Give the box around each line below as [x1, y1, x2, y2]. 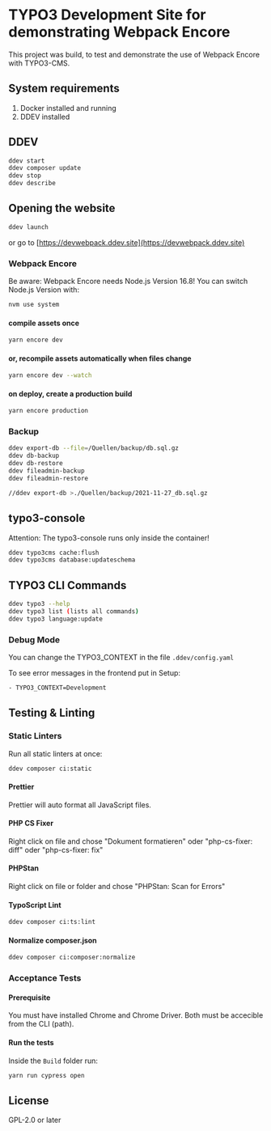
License [8, 1094, 49, 1108]
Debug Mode [8, 633, 61, 645]
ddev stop [8, 172, 42, 180]
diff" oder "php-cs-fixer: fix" [8, 845, 104, 854]
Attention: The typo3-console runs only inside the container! [8, 532, 210, 543]
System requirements [8, 82, 120, 95]
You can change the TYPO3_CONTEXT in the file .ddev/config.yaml [8, 653, 235, 662]
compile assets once [8, 318, 79, 328]
